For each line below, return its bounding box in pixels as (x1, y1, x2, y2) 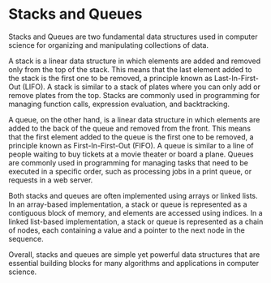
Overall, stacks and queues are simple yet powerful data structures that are (8, 249, 260, 259)
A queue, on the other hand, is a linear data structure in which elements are (8, 114, 260, 124)
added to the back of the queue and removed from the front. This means (8, 123, 252, 133)
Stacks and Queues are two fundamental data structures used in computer (8, 32, 258, 41)
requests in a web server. (8, 175, 93, 185)
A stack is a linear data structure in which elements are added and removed (8, 56, 261, 66)
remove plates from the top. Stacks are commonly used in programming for (8, 90, 260, 100)
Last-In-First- (213, 73, 260, 83)
